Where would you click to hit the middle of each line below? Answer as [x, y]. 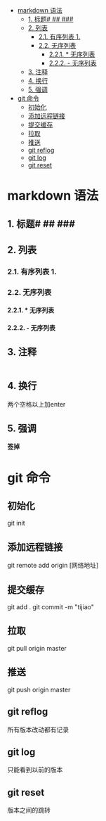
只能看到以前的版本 [35, 770]
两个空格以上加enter [37, 404]
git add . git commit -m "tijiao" [51, 607]
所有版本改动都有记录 [38, 730]
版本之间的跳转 [29, 810]
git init [16, 523]
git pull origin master [37, 648]
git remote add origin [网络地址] [53, 566]
